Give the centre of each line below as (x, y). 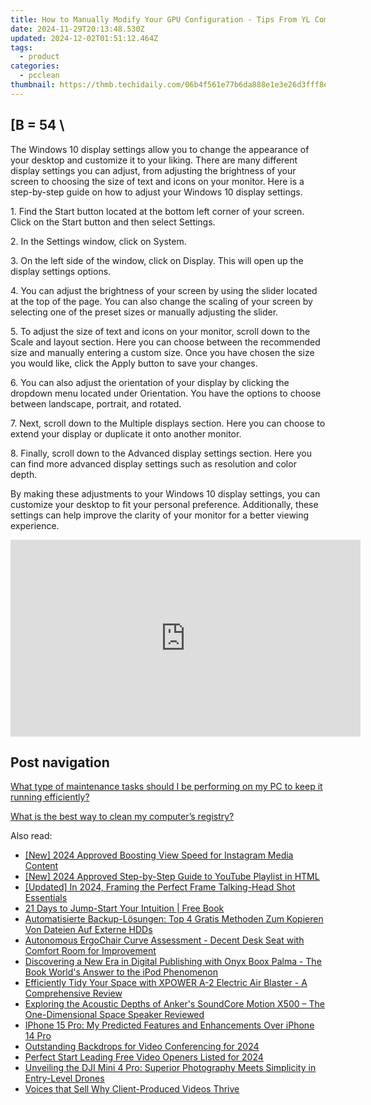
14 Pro (38, 1036)
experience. (35, 525)
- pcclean (39, 76)
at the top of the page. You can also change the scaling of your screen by (161, 301)
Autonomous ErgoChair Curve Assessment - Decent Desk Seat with (164, 940)
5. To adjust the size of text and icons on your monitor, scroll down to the (160, 331)
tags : (21, 47)
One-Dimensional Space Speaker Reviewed (114, 1015)
